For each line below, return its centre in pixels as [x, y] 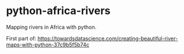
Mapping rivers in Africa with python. [51, 27]
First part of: [21, 38]
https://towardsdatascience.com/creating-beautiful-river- [108, 38]
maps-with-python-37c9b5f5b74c [48, 45]
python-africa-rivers [58, 11]
